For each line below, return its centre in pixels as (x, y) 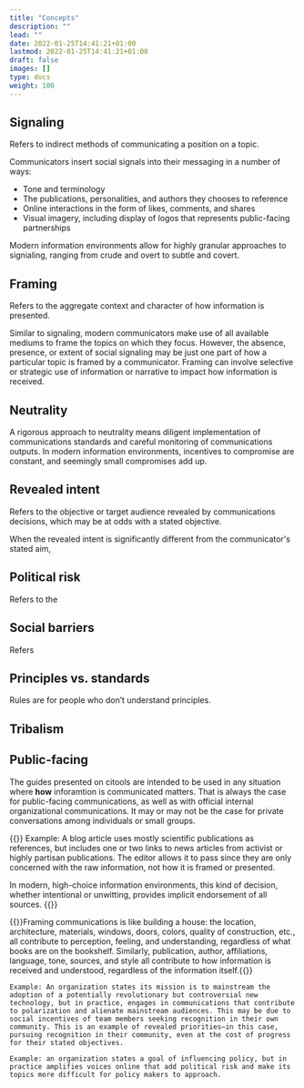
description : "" (40, 26)
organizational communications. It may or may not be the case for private (147, 810)
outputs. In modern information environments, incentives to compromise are (152, 452)
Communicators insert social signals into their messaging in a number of (145, 162)
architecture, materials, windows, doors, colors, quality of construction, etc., (152, 931)
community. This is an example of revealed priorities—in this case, (144, 1027)
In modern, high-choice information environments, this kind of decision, (144, 885)
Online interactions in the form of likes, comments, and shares (139, 208)
